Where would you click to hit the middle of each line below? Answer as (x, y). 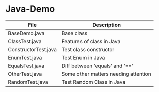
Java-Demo (30, 9)
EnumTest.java (25, 57)
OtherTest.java (25, 74)
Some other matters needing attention (107, 74)
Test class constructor (88, 49)
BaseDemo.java (26, 33)
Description (107, 25)
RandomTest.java (28, 82)
